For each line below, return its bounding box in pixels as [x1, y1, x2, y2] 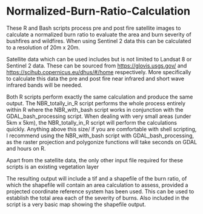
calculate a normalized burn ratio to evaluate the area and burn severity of [6, 30, 192, 38]
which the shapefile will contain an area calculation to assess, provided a [6, 181, 188, 188]
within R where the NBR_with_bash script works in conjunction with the [6, 106, 184, 113]
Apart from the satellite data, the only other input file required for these [6, 156, 184, 164]
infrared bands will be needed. [6, 81, 83, 89]
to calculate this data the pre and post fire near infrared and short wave [6, 75, 185, 82]
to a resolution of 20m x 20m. [6, 44, 81, 51]
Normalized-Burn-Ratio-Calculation [6, 4, 191, 18]
